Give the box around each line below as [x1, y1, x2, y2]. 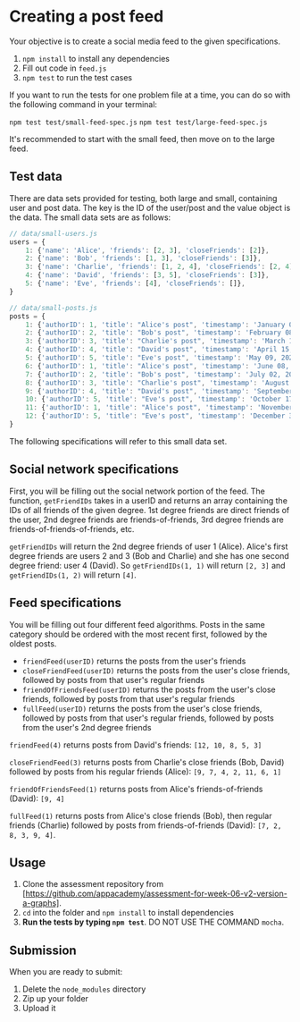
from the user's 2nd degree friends [21, 722, 152, 732]
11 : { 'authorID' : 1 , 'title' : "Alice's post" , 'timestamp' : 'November [25, 403, 294, 412]
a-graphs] [21, 898, 60, 908]
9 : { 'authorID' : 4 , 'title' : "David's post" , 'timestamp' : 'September [25, 386, 294, 395]
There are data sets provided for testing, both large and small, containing [9, 192, 278, 203]
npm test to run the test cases [21, 72, 132, 82]
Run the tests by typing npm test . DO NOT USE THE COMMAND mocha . [21, 916, 284, 927]
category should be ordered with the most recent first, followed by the [9, 629, 268, 639]
